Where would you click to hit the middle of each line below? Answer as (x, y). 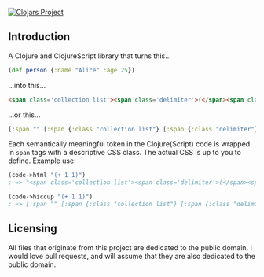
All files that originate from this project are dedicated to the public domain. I (130, 247)
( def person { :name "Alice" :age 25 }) (71, 70)
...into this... (27, 85)
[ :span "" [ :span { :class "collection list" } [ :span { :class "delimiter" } (133, 129)
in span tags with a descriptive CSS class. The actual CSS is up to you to (125, 153)
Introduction (39, 37)
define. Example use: (42, 161)
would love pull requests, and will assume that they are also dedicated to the (132, 256)
